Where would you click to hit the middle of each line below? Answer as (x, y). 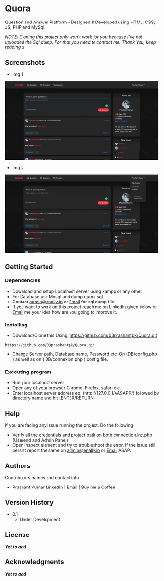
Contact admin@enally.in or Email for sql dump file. (64, 302)
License (17, 535)
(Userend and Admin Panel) (40, 440)
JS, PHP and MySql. (25, 27)
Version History (29, 502)
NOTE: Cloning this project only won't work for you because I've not (74, 37)
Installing (16, 325)
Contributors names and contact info (42, 478)
